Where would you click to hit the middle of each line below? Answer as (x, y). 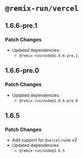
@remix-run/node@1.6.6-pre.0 (48, 101)
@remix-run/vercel (42, 9)
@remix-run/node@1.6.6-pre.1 (48, 56)
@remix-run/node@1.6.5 (42, 151)
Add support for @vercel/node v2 (44, 140)
